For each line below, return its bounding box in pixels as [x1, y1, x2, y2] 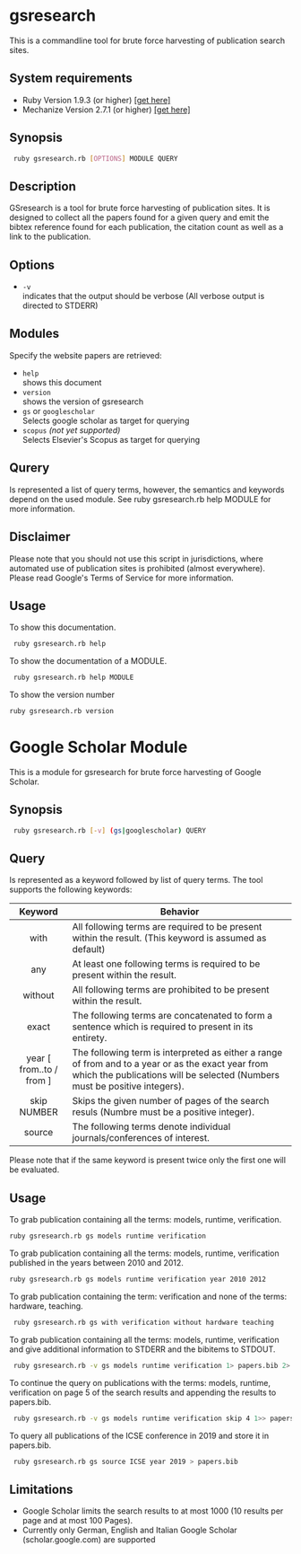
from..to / [19, 1064, 58, 1076]
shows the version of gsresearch [21, 396, 144, 407]
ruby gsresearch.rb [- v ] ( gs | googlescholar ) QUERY [13, 826, 206, 835]
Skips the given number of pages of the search [72, 1095, 270, 1108]
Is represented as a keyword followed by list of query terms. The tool [9, 875, 263, 886]
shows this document [21, 376, 102, 387]
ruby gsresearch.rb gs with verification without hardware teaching [13, 1318, 275, 1327]
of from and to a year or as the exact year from [72, 1057, 269, 1070]
